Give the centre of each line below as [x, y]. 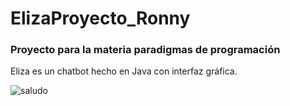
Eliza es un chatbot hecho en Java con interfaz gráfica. [124, 71]
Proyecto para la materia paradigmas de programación [145, 50]
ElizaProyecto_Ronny [100, 18]
